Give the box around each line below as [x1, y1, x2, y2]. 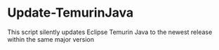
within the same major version [7, 35, 95, 43]
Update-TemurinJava [7, 5, 134, 21]
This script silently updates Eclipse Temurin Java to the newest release [7, 28, 213, 36]
